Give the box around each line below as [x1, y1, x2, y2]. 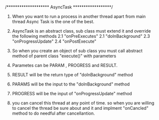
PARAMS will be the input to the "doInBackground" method [12, 81, 130, 87]
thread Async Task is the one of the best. [12, 19, 95, 24]
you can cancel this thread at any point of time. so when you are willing [12, 100, 155, 106]
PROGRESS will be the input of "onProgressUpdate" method [12, 91, 132, 96]
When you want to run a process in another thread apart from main [12, 14, 146, 19]
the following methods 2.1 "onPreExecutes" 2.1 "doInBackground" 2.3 [12, 34, 150, 39]
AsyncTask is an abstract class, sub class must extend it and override [12, 28, 151, 34]
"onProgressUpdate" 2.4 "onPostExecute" [12, 38, 96, 44]
